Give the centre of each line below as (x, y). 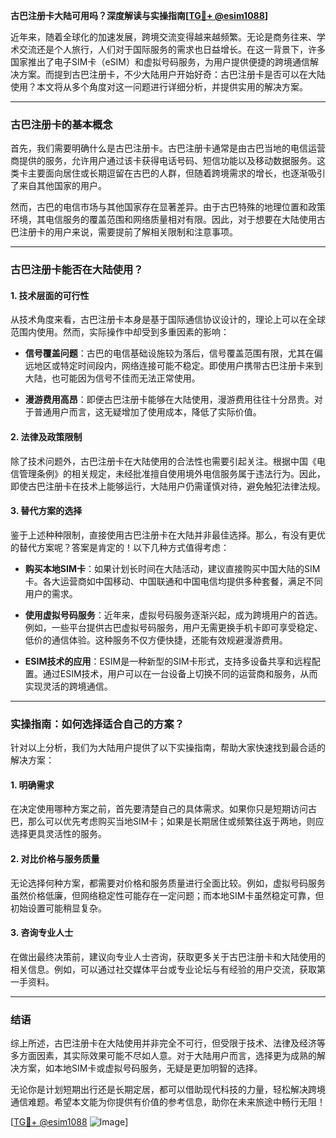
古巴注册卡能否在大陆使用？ (77, 270)
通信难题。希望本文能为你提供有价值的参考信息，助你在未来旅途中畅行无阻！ (168, 1102)
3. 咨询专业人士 (42, 933)
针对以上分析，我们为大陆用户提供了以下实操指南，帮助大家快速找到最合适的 (168, 748)
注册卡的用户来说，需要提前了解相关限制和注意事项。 (128, 232)
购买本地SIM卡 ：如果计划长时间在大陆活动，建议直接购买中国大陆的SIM (172, 568)
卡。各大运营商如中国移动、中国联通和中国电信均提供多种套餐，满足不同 (173, 581)
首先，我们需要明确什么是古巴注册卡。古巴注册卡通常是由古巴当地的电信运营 (168, 148)
